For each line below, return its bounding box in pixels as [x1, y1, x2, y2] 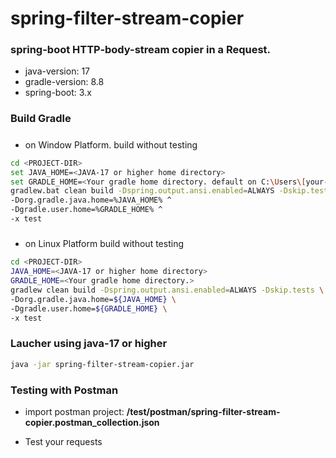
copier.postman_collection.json [24, 416, 160, 428]
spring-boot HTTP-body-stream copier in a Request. [10, 43, 272, 57]
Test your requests [24, 435, 103, 447]
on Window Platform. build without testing [24, 138, 198, 151]
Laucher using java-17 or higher [10, 337, 168, 351]
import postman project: [24, 405, 125, 417]
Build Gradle [10, 112, 72, 126]
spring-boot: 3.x [24, 87, 92, 99]
